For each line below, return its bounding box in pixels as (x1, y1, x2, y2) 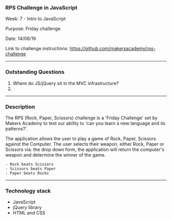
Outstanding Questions (5, 69, 65, 76)
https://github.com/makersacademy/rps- (70, 46, 156, 52)
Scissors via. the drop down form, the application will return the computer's (5, 146, 165, 152)
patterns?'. (5, 125, 28, 131)
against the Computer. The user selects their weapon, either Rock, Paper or (5, 141, 165, 147)
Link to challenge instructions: (5, 46, 69, 52)
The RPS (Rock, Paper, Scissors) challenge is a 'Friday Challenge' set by (5, 115, 158, 121)
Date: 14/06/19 (5, 35, 36, 42)
